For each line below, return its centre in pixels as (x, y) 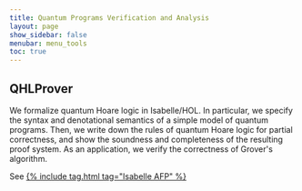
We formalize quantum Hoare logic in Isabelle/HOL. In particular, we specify (151, 110)
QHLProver (41, 89)
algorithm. (29, 158)
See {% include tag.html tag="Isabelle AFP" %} (98, 176)
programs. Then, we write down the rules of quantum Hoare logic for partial (151, 129)
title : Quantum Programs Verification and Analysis (109, 18)
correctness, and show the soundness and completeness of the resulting (146, 139)
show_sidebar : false (49, 35)
